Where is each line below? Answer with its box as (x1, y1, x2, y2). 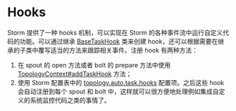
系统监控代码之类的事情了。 (30, 96, 111, 104)
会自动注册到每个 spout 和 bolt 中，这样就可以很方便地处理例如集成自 (17, 87, 219, 96)
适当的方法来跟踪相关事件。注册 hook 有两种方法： (50, 46, 199, 54)
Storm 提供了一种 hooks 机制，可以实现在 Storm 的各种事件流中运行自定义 (7, 28, 223, 37)
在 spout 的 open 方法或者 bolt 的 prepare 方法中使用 (17, 60, 171, 69)
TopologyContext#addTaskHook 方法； (17, 70, 132, 78)
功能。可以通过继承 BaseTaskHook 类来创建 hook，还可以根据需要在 (19, 37, 218, 46)
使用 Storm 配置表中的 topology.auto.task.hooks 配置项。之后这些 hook (17, 78, 225, 86)
